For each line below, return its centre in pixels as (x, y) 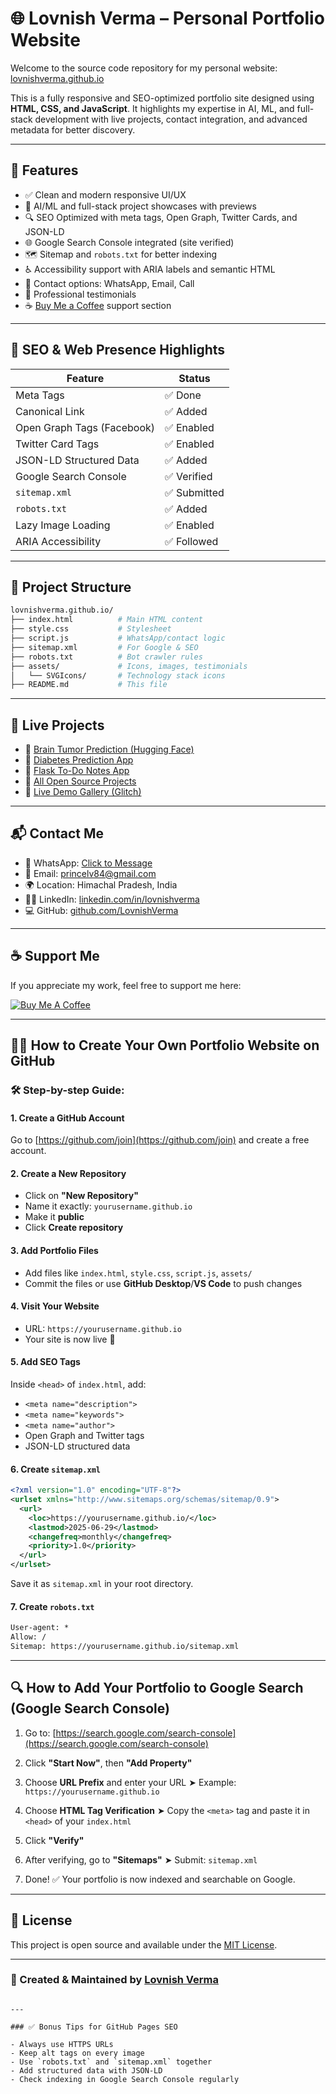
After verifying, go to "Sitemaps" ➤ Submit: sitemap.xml (141, 1859)
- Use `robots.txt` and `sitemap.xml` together (111, 2062)
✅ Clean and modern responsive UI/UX (105, 194)
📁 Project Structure (71, 587)
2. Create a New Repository (68, 1173)
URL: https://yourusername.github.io (103, 1328)
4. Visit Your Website (55, 1306)
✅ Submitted (194, 492)
